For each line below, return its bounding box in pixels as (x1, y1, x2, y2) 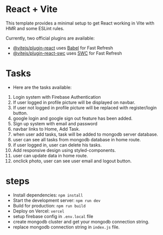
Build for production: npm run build (12, 202, 86, 208)
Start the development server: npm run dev (12, 197, 100, 203)
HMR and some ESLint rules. (5, 25, 64, 31)
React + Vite (5, 4, 58, 15)
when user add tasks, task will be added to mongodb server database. (12, 131, 158, 137)
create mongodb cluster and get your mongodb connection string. (12, 218, 149, 224)
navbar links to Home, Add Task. (12, 126, 80, 132)
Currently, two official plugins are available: (5, 35, 95, 41)
